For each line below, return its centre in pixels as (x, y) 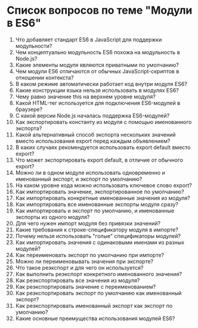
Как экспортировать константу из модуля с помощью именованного (103, 122)
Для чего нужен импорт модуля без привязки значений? (88, 223)
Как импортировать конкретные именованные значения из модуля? (103, 198)
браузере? (29, 109)
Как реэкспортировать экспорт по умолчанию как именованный (98, 293)
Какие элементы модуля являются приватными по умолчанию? (97, 65)
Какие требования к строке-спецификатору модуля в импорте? (97, 230)
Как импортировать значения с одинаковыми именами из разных (100, 242)
